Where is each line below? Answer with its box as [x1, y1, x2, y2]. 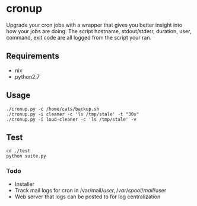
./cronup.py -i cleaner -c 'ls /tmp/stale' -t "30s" [6, 111, 139, 117]
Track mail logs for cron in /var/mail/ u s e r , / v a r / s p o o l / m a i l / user [14, 186, 167, 194]
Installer [14, 180, 34, 188]
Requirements [6, 51, 59, 61]
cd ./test [6, 148, 31, 154]
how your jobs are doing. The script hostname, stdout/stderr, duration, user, [6, 27, 192, 34]
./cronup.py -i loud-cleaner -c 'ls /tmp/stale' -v [6, 116, 136, 123]
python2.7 [14, 73, 40, 80]
